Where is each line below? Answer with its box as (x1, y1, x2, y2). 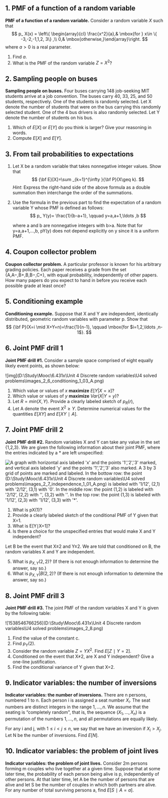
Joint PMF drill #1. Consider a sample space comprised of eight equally (5, 357, 153, 363)
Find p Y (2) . (12, 641, 36, 648)
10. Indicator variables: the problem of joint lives (5, 747, 159, 756)
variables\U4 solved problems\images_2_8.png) (5, 625, 104, 632)
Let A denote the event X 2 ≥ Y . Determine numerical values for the (12, 405, 150, 412)
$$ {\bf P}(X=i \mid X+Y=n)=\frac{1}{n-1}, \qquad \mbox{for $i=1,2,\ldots (6, 324, 156, 330)
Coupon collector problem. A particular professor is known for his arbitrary (5, 261, 161, 267)
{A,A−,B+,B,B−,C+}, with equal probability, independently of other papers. (5, 272, 158, 278)
